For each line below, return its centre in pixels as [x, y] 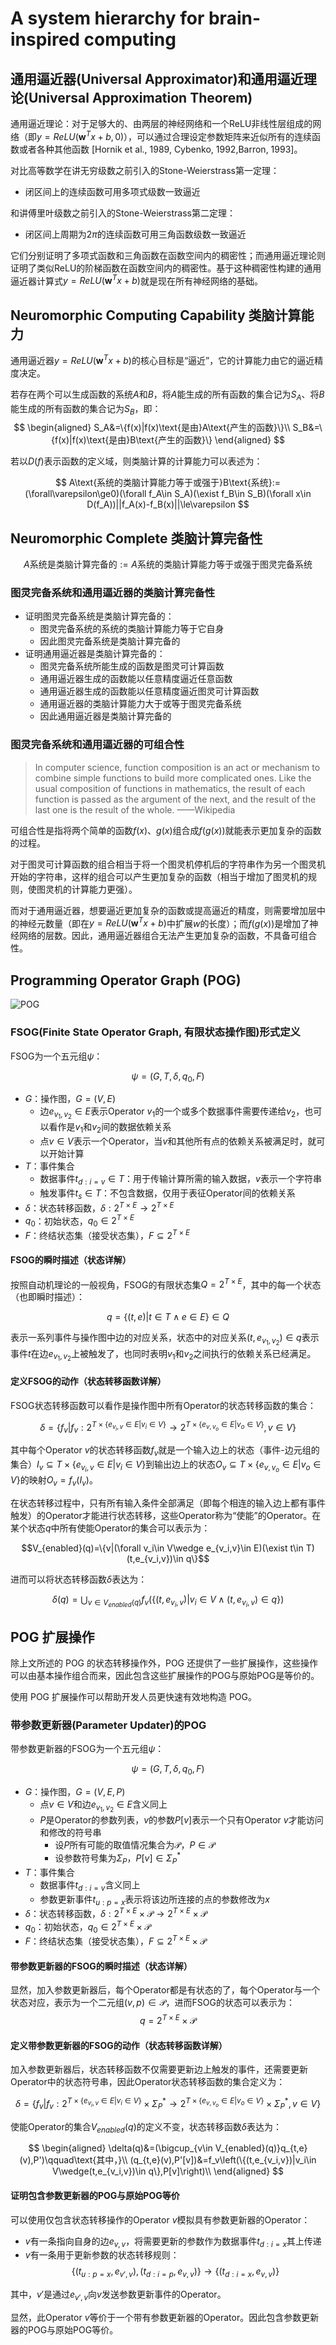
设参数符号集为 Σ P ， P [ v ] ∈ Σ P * [118, 1858]
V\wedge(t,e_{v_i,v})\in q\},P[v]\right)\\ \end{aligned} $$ [168, 2171]
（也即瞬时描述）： [47, 1297]
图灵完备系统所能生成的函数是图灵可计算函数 [132, 666]
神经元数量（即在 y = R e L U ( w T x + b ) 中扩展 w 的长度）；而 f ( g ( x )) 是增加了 [164, 922]
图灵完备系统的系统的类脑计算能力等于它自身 [132, 629]
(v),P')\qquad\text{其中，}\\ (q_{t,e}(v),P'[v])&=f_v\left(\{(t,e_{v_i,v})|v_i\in [168, 2160]
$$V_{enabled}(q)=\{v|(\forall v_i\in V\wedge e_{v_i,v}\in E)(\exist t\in [162, 1548]
